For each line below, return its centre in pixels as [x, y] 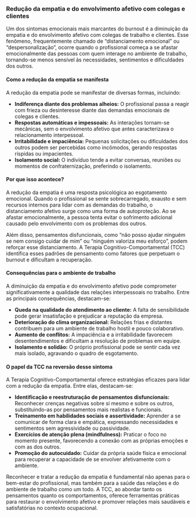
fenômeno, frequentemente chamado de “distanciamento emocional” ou [93, 41]
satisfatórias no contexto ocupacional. [52, 508]
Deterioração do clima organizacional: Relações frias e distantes [93, 322]
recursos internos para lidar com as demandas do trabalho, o [79, 205]
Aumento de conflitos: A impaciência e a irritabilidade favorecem [93, 335]
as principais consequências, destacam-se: [58, 298]
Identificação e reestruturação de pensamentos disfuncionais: [92, 397]
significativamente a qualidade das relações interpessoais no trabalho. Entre [98, 292]
